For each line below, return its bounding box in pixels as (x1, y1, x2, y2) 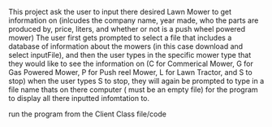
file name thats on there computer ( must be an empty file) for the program (8, 85, 258, 94)
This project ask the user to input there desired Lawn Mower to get (8, 7, 232, 16)
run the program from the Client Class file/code (8, 109, 166, 119)
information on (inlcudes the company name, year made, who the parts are (8, 15, 259, 25)
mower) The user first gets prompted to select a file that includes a (8, 33, 232, 42)
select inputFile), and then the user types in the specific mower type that (8, 50, 252, 59)
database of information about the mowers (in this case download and (8, 42, 244, 51)
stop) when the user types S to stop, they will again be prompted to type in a (8, 77, 265, 85)
